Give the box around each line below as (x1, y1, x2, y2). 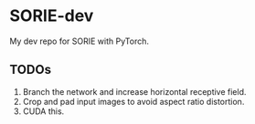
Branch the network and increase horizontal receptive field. (22, 86, 247, 97)
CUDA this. (22, 106, 65, 117)
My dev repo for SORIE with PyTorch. (9, 36, 149, 46)
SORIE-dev (9, 5, 94, 26)
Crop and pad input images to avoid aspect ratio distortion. (22, 96, 245, 107)
